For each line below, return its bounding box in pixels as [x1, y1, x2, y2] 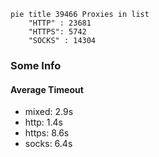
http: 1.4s [24, 116, 63, 129]
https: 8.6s [24, 127, 70, 139]
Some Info [10, 58, 62, 72]
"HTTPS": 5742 [28, 27, 87, 37]
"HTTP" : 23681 [28, 18, 92, 28]
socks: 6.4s [24, 138, 73, 150]
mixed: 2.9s [24, 106, 74, 118]
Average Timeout [10, 83, 84, 95]
